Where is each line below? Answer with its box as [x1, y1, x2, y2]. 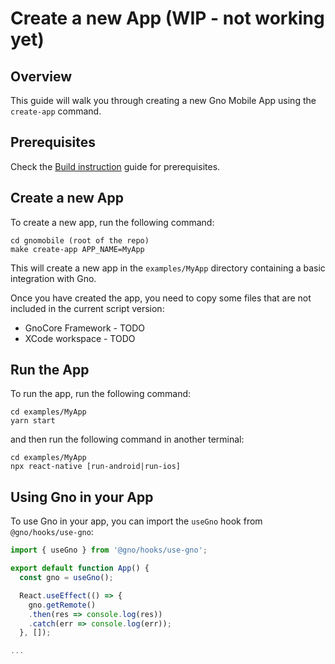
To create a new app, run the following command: [10, 216, 215, 228]
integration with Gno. [10, 272, 97, 284]
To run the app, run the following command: [10, 388, 192, 400]
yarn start [10, 416, 56, 426]
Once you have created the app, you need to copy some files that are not [10, 292, 312, 304]
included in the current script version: [10, 302, 165, 314]
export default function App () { [10, 563, 150, 574]
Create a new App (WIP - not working [10, 7, 325, 30]
